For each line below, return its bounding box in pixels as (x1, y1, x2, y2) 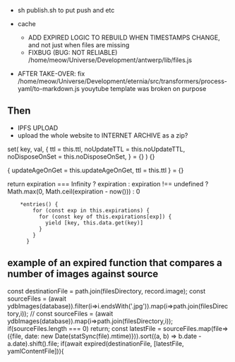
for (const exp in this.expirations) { (32, 207, 150, 214)
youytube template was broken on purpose (80, 85, 207, 92)
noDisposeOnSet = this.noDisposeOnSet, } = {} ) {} (7, 152, 155, 161)
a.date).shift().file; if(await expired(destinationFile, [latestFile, (7, 339, 184, 348)
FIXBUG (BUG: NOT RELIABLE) (28, 49, 118, 56)
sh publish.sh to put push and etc (17, 6, 115, 14)
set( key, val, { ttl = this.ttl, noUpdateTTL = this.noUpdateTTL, (7, 145, 186, 153)
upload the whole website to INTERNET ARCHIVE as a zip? (17, 131, 188, 140)
